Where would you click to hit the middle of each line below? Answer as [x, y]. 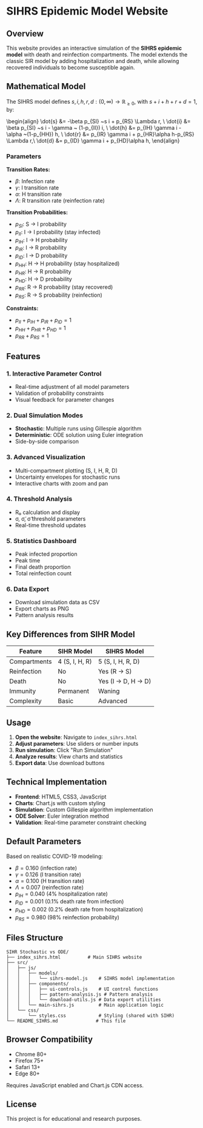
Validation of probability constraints [59, 393]
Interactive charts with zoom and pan [62, 483]
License [22, 1104]
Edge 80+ [28, 1073]
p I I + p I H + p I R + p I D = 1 [43, 321]
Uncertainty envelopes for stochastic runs [68, 477]
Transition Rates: [28, 169]
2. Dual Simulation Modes [45, 415]
